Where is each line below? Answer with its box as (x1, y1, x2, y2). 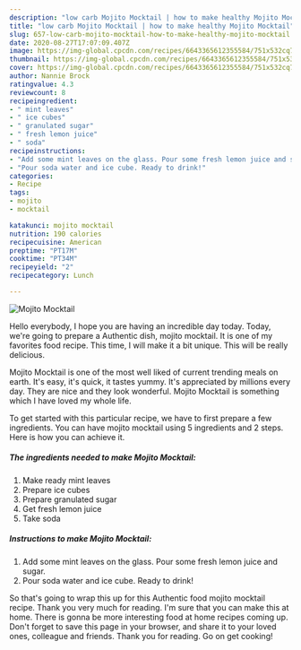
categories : (9, 171, 54, 180)
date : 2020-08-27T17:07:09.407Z (9, 38, 130, 48)
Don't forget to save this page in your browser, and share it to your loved (9, 620, 277, 632)
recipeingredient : (9, 96, 78, 106)
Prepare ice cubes (21, 484, 90, 495)
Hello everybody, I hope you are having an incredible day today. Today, (9, 320, 271, 332)
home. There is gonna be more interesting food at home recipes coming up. (9, 611, 288, 622)
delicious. (9, 349, 45, 360)
